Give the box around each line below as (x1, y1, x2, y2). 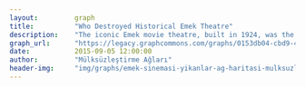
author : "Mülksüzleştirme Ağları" (9, 55, 172, 64)
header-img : (9, 64, 54, 73)
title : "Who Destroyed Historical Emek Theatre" (9, 22, 233, 31)
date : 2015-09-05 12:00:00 (9, 47, 152, 56)
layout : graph (9, 13, 95, 23)
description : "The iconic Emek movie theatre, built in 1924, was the (9, 30, 295, 39)
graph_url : (9, 38, 51, 48)
